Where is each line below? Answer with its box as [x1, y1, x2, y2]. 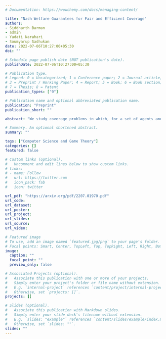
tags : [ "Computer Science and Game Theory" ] [5, 139, 98, 144]
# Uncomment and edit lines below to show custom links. [5, 161, 129, 166]
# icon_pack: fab [5, 180, 45, 185]
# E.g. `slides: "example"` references [5, 317, 92, 322]
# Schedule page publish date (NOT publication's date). [5, 57, 125, 62]
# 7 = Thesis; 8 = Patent [5, 85, 58, 90]
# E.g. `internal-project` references [5, 285, 90, 290]
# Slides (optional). [5, 303, 50, 308]
